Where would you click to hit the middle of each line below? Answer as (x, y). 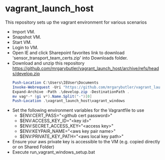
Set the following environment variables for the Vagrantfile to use (78, 110)
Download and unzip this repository (48, 63)
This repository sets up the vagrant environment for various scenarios (76, 22)
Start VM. (22, 42)
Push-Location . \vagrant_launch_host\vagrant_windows (68, 101)
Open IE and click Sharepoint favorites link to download (68, 53)
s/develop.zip (26, 73)
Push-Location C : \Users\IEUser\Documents (55, 82)
